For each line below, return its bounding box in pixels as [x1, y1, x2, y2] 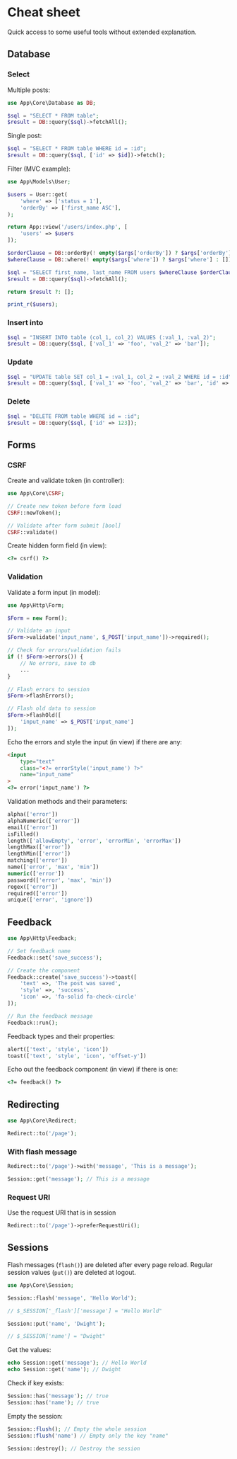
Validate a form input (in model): [7, 588, 101, 596]
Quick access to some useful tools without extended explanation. [7, 28, 197, 36]
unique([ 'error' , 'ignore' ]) [7, 897, 93, 904]
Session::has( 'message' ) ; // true [7, 1392, 109, 1400]
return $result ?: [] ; [7, 288, 74, 295]
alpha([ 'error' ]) [7, 811, 59, 818]
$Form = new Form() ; [7, 614, 68, 622]
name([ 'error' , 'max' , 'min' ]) [7, 863, 99, 870]
